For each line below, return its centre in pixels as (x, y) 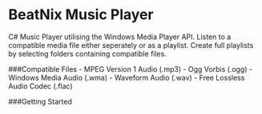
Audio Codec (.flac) (41, 86)
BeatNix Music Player (81, 15)
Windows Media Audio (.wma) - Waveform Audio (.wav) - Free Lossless (127, 77)
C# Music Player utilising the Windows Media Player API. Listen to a (120, 37)
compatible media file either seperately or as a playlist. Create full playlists (131, 45)
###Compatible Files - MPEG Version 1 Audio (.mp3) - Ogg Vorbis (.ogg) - (131, 69)
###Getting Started (40, 101)
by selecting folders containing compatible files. (87, 53)
